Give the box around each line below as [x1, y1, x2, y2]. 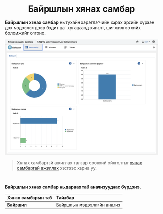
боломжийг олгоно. [5, 30, 46, 36]
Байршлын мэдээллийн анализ [56, 202, 120, 208]
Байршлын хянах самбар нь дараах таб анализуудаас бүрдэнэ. [5, 184, 141, 190]
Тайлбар [56, 195, 74, 200]
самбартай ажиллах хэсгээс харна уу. [16, 165, 97, 171]
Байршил [7, 202, 27, 208]
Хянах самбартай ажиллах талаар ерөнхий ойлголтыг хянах [16, 160, 142, 166]
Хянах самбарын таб [7, 195, 52, 200]
